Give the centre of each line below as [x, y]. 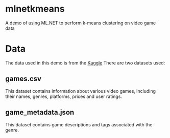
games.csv [23, 79]
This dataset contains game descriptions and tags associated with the [79, 124]
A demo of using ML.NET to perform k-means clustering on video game [81, 23]
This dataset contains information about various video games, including [81, 91]
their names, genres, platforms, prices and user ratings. [64, 96]
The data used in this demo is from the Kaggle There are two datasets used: [85, 63]
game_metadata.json [40, 112]
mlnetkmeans [35, 9]
